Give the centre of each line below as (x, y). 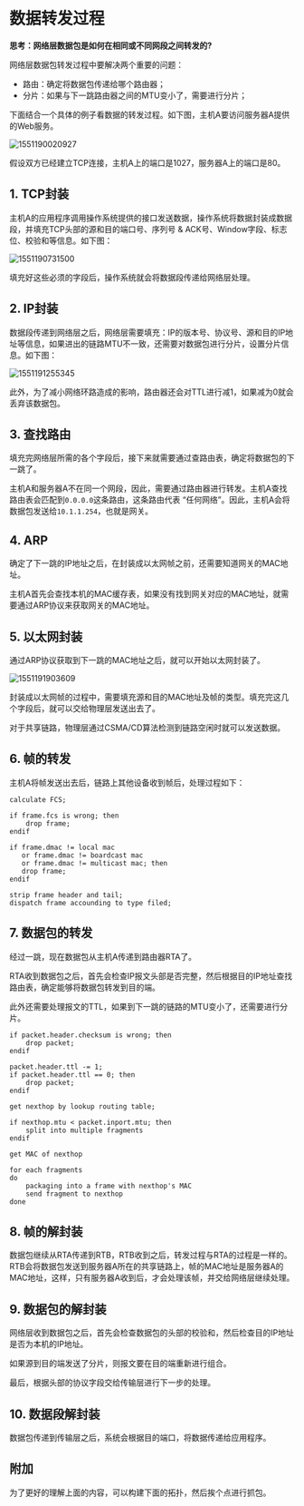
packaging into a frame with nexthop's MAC (109, 1186)
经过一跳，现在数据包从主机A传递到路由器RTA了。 (103, 956)
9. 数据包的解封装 (58, 1309)
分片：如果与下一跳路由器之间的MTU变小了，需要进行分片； (134, 95)
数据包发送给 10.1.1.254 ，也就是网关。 (81, 511)
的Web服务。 (34, 126)
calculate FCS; (38, 799)
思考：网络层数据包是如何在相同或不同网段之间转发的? (111, 45)
